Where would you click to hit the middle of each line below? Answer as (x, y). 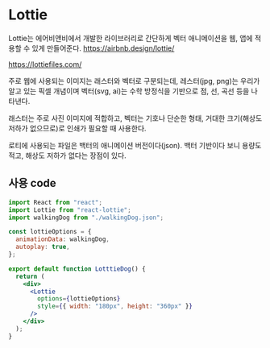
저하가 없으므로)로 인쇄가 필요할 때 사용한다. (77, 128)
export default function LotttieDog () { (77, 269)
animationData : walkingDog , (63, 239)
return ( (30, 276)
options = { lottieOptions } (79, 299)
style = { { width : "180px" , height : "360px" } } (115, 307)
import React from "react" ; (56, 202)
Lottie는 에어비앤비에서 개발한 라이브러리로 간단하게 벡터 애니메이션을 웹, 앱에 (131, 38)
